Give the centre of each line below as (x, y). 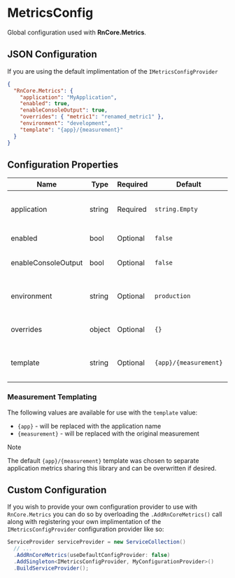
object (100, 330)
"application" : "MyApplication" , (69, 97)
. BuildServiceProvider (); (51, 568)
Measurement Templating (52, 397)
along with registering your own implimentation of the (84, 522)
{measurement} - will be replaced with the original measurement (108, 433)
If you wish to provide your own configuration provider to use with (102, 507)
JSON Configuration (52, 54)
